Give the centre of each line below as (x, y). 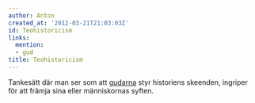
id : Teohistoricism (40, 30)
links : (19, 38)
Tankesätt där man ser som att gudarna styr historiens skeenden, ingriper (128, 82)
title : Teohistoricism (46, 60)
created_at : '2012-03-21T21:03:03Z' (69, 23)
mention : (30, 45)
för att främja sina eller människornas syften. (81, 90)
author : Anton (32, 15)
